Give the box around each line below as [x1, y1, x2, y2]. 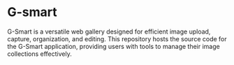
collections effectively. [7, 50, 72, 58]
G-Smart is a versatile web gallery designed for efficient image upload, [7, 27, 211, 36]
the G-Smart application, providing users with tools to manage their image [7, 42, 220, 50]
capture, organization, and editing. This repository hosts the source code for [7, 34, 227, 43]
